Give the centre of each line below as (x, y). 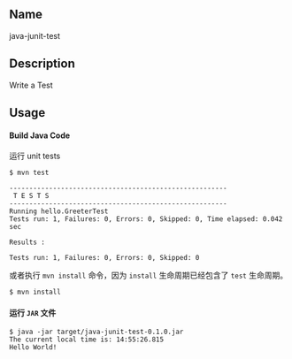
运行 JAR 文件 (33, 312)
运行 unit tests (35, 156)
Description (42, 64)
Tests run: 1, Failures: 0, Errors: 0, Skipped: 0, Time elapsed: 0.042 (146, 219)
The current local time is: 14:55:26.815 (87, 340)
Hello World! (33, 348)
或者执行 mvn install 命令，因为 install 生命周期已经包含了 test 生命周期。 (149, 275)
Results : (27, 242)
